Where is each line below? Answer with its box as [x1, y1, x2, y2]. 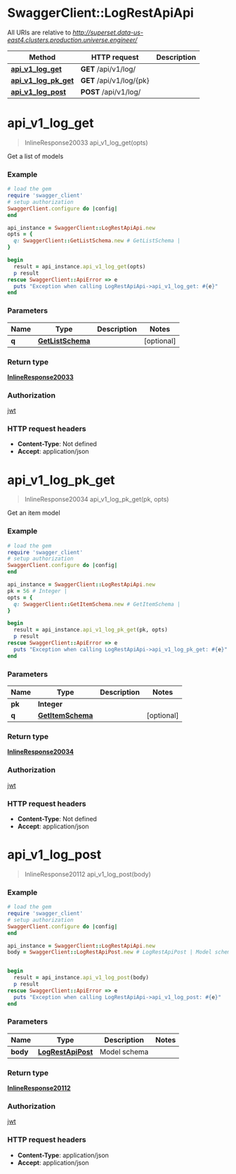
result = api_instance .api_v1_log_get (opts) [13, 263, 146, 270]
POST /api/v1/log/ [80, 86, 141, 96]
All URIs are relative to [7, 28, 72, 37]
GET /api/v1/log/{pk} [80, 75, 150, 85]
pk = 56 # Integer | [7, 587, 68, 594]
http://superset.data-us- [72, 28, 144, 37]
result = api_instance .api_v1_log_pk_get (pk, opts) [13, 627, 169, 634]
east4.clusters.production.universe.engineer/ [7, 35, 138, 44]
